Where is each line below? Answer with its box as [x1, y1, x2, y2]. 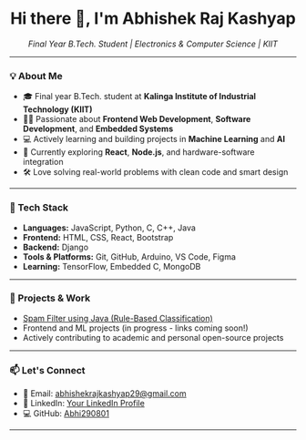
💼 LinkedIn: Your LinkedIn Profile [22, 398, 146, 409]
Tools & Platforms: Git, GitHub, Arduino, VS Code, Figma [22, 251, 237, 262]
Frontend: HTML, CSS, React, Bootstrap [22, 231, 174, 242]
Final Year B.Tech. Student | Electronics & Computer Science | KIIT [27, 38, 279, 49]
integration [22, 157, 64, 168]
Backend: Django [22, 241, 89, 252]
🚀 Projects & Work [9, 292, 91, 304]
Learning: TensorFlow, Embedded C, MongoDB [22, 261, 201, 271]
